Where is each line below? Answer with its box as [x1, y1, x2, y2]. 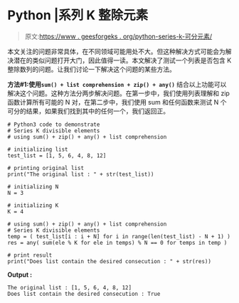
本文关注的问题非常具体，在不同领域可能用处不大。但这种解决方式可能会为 [7, 47, 225, 55]
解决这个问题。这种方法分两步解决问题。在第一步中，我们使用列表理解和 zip [7, 89, 230, 97]
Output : [7, 270, 33, 279]
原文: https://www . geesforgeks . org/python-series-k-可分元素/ [24, 32, 213, 41]
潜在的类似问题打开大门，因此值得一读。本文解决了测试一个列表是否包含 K [13, 55, 232, 65]
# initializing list [7, 146, 69, 153]
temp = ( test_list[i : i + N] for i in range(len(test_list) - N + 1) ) [7, 233, 231, 240]
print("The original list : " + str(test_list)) [7, 171, 154, 178]
